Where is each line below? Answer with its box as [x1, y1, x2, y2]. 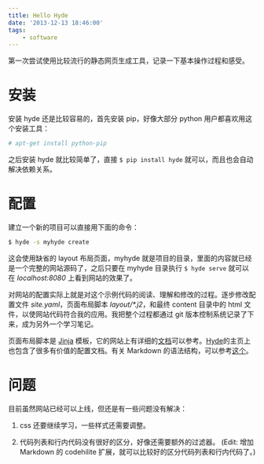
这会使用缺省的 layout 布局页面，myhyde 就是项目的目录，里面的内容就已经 [8, 253, 253, 263]
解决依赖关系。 [8, 164, 57, 174]
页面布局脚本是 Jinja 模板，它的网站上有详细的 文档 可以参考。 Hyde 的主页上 [8, 336, 251, 345]
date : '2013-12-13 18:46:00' [8, 19, 104, 27]
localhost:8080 [16, 273, 67, 282]
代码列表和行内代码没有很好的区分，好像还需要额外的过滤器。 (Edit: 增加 [19, 437, 254, 447]
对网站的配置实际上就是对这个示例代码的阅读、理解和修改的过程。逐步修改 [8, 289, 249, 299]
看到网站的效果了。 [74, 273, 137, 282]
